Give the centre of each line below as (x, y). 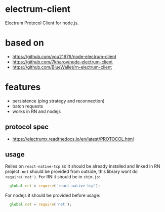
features (23, 87)
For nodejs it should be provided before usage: (53, 195)
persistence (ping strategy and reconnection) (58, 101)
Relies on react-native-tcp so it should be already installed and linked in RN (83, 166)
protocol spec (27, 127)
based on (25, 43)
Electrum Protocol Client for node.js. (42, 23)
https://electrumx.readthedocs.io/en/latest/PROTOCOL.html (73, 139)
